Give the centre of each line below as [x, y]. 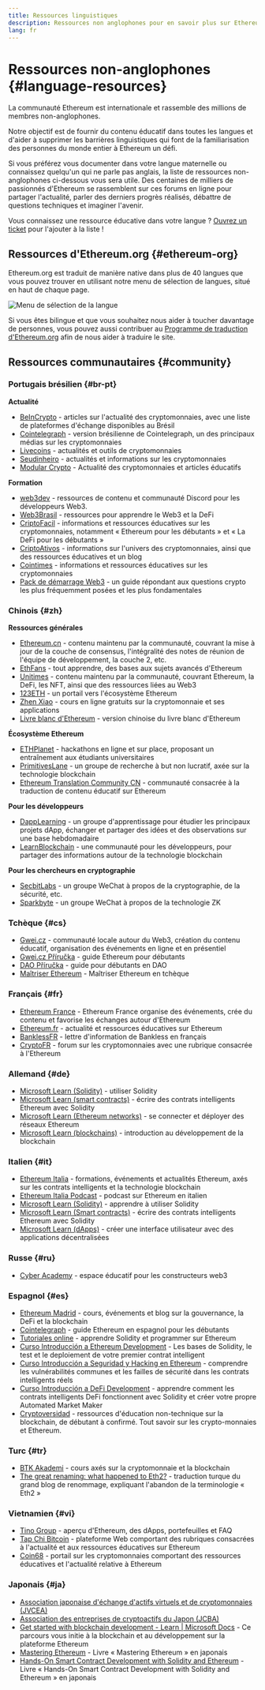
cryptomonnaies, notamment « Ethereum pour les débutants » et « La [132, 531]
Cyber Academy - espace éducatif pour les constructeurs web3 [123, 1275]
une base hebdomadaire [59, 838]
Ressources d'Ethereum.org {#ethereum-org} [123, 254]
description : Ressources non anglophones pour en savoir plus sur [119, 23]
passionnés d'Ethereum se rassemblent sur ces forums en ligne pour [120, 189]
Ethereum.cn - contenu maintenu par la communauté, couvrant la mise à [137, 643]
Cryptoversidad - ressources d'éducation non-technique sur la [121, 1413]
